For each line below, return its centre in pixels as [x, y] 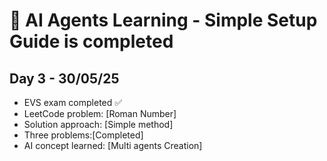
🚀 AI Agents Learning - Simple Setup [163, 20]
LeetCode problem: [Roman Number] [100, 113]
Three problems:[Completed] [83, 135]
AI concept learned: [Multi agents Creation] [113, 145]
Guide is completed [91, 41]
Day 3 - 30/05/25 [64, 78]
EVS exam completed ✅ [73, 102]
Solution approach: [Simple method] [98, 124]
